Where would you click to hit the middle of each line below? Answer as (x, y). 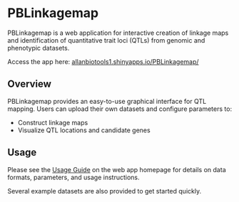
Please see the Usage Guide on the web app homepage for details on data (117, 169)
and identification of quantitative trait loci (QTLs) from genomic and (106, 40)
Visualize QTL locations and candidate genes (84, 130)
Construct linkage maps (53, 122)
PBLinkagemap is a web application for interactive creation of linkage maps (118, 33)
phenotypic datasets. (39, 48)
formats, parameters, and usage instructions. (74, 177)
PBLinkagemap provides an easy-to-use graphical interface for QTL (107, 101)
